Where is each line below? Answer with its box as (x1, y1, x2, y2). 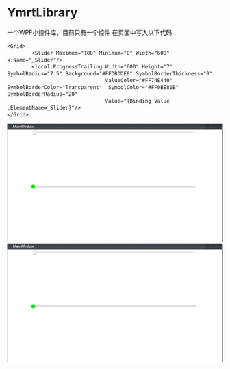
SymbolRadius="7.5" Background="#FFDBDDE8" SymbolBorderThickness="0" (7, 70, 213, 77)
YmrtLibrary (7, 5, 78, 21)
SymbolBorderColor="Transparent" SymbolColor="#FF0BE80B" (7, 84, 179, 90)
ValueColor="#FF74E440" (105, 77, 173, 84)
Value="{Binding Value (105, 97, 170, 104)
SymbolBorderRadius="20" (7, 90, 78, 97)
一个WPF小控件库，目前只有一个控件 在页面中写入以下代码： (7, 28, 178, 36)
